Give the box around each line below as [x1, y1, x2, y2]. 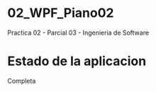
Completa [7, 76, 36, 85]
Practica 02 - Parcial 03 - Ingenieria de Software [7, 28, 150, 37]
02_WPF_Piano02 [7, 5, 114, 21]
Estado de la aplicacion [7, 53, 147, 69]
